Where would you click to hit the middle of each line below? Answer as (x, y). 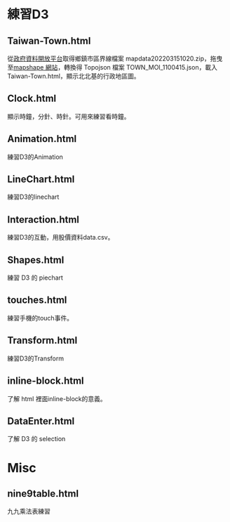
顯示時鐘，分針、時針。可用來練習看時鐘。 (69, 116)
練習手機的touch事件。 (40, 318)
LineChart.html (41, 180)
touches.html (37, 300)
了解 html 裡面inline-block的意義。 (57, 398)
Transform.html (42, 340)
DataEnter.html (41, 421)
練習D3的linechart (33, 197)
